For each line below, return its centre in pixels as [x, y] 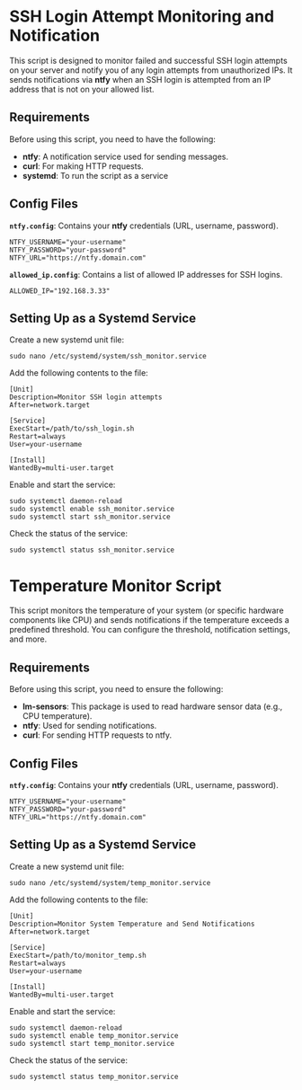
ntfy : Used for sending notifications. [89, 726]
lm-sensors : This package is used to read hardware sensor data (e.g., [152, 706]
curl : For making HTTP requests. [83, 166]
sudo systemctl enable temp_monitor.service [94, 1035]
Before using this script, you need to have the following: [112, 139]
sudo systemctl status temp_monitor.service [94, 1077]
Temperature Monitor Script [115, 585]
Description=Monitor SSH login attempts [86, 397]
